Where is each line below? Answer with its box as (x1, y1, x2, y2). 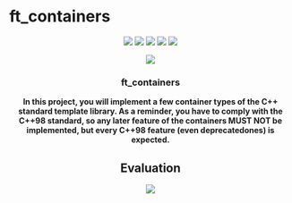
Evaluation (120, 160, 181, 175)
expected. (131, 134, 170, 145)
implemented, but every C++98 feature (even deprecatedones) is (26, 125, 275, 136)
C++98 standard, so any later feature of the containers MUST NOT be (19, 115, 282, 126)
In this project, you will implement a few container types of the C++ (22, 97, 279, 107)
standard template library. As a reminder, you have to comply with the (18, 106, 283, 117)
